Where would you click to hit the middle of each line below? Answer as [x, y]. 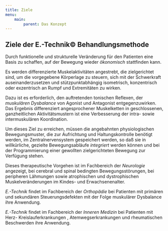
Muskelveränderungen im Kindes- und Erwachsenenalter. [65, 182]
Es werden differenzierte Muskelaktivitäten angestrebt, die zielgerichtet [80, 72]
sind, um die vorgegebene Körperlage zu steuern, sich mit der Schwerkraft [83, 77]
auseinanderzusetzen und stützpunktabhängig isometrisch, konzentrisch [81, 83]
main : [20, 19]
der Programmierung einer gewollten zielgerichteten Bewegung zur [75, 151]
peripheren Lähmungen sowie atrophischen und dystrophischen [72, 176]
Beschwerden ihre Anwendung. [38, 223]
